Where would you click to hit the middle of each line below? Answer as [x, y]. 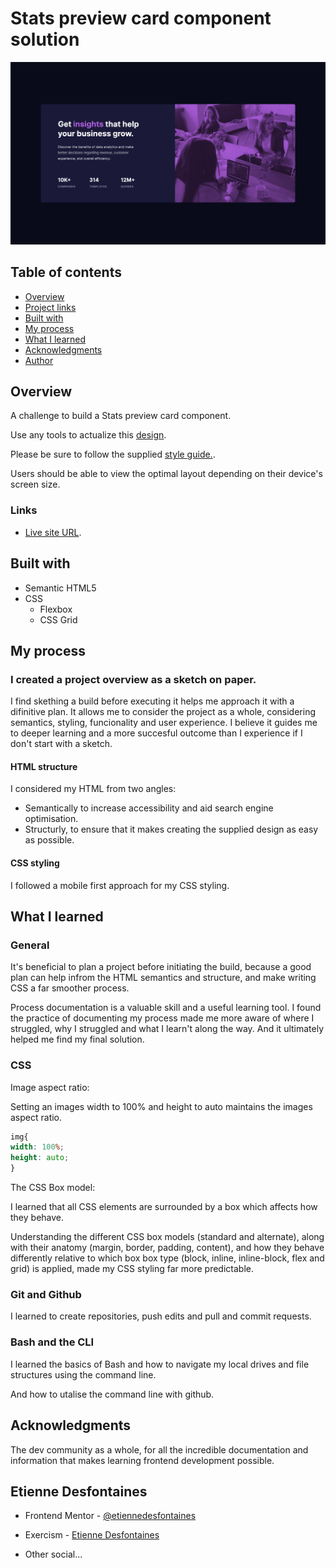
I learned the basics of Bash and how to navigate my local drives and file [160, 1364]
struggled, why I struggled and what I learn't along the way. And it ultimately [167, 1029]
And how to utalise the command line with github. [112, 1394]
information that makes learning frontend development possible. [142, 1460]
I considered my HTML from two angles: [93, 789]
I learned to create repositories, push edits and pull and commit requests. [161, 1316]
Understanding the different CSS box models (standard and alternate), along [167, 1237]
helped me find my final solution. [77, 1039]
